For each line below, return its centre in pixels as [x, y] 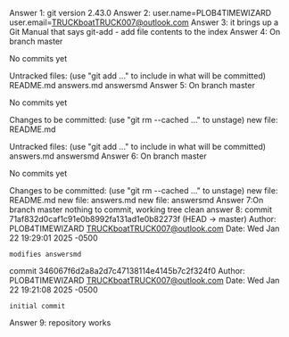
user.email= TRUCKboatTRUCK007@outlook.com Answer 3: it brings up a [144, 22]
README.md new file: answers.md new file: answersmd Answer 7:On [136, 200]
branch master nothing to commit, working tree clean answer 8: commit [141, 210]
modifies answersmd [45, 254]
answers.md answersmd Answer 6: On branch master [108, 156]
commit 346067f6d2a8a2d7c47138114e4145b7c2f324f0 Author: [127, 271]
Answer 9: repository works [60, 323]
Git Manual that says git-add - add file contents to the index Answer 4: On [145, 32]
